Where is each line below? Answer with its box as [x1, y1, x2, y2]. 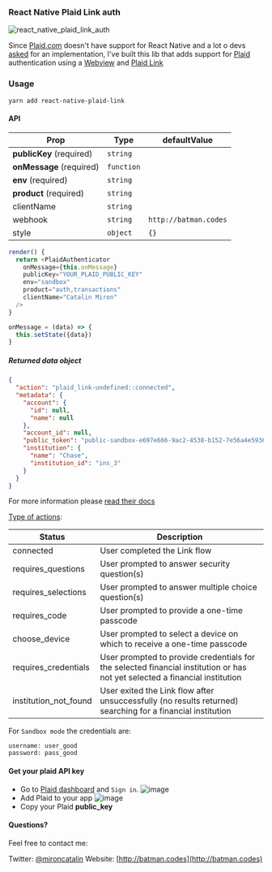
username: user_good [8, 742, 79, 750]
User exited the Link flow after [100, 685, 215, 697]
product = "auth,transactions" [23, 286, 121, 294]
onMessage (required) [12, 161, 100, 172]
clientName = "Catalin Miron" [23, 293, 117, 302]
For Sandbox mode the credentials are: [8, 726, 131, 736]
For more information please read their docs [8, 496, 155, 506]
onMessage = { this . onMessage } [23, 263, 117, 271]
